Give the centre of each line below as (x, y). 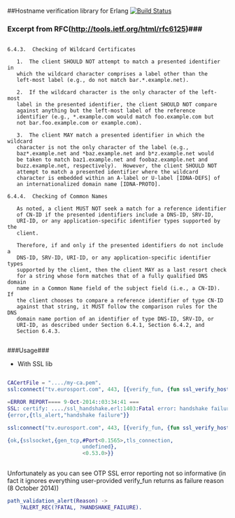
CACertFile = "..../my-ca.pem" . (54, 383)
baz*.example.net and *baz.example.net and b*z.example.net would (115, 154)
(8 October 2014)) (33, 488)
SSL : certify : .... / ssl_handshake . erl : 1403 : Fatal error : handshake (108, 408)
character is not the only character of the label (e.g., (103, 148)
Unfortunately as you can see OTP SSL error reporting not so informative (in (116, 473)
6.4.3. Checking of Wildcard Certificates (72, 50)
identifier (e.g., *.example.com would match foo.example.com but (115, 117)
